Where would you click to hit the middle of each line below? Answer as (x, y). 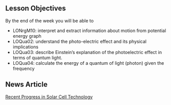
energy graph (27, 36)
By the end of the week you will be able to (49, 20)
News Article (26, 84)
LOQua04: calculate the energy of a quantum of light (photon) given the (88, 63)
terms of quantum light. (37, 58)
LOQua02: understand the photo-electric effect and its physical (80, 41)
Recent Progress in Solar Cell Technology (49, 97)
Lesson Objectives (36, 8)
